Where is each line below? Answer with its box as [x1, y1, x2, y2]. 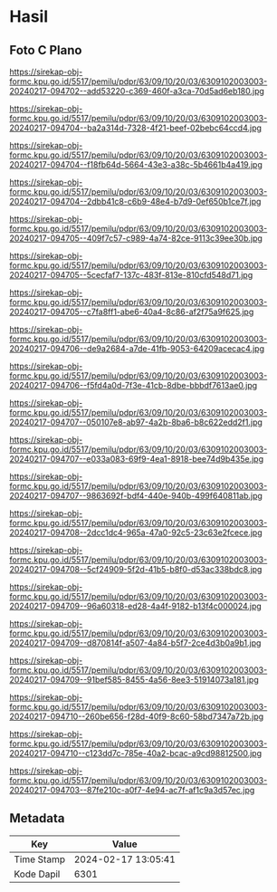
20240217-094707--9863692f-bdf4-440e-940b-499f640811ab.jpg [9, 491, 263, 501]
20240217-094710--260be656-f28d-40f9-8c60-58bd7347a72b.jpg [9, 711, 264, 722]
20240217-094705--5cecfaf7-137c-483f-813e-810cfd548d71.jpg [9, 270, 253, 280]
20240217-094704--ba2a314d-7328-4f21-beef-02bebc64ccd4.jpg [9, 122, 263, 133]
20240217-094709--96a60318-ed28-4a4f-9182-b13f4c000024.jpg [9, 600, 263, 611]
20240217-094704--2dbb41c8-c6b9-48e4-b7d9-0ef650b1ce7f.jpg [9, 197, 262, 206]
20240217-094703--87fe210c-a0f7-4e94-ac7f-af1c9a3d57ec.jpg [9, 785, 255, 795]
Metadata [9, 810, 65, 826]
